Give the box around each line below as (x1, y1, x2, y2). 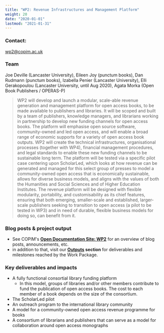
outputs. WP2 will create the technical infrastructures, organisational (17, 139, 156, 145)
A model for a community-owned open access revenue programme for (12, 307, 156, 313)
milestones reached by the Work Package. (12, 252, 98, 258)
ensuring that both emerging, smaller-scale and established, (17, 197, 139, 203)
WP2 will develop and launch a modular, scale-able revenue (17, 97, 138, 103)
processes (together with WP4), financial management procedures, (17, 144, 154, 150)
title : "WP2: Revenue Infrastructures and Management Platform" (5, 7, 139, 12)
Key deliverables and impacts (5, 264, 77, 271)
